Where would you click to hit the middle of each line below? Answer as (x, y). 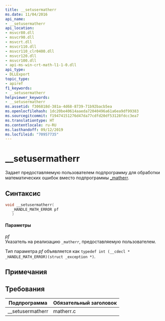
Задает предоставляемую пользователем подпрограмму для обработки (83, 173)
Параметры (18, 225)
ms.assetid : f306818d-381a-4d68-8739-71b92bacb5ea (59, 107)
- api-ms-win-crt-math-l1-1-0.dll (41, 65)
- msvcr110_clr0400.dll (30, 51)
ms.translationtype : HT (30, 120)
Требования (25, 289)
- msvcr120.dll (21, 56)
